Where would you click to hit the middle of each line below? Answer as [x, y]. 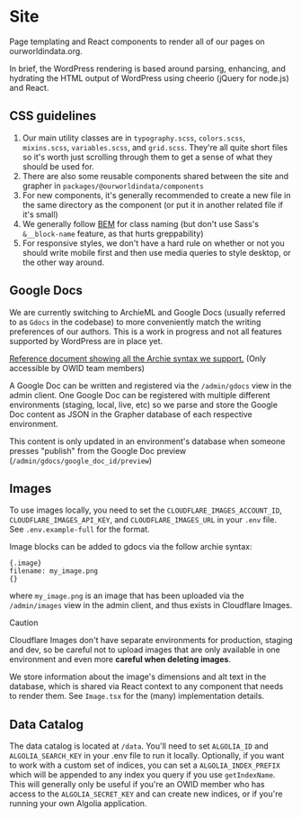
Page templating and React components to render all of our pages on [137, 41]
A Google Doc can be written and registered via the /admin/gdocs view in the [150, 386]
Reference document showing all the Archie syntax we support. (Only [138, 359]
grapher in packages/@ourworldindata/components [113, 186]
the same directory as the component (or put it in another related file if [153, 204]
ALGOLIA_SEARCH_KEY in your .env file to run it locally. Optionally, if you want [147, 756]
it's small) [40, 214]
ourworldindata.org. [46, 50]
